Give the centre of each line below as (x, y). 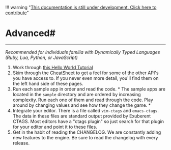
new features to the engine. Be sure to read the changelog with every (85, 137)
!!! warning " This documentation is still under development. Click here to (81, 7)
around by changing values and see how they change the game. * (82, 105)
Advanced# (31, 33)
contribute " (17, 13)
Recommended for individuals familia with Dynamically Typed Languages (83, 52)
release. (21, 143)
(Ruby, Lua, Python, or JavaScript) (41, 57)
